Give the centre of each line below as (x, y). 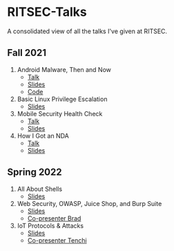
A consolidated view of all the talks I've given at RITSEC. (87, 31)
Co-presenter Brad (54, 218)
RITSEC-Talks (47, 12)
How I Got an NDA (43, 136)
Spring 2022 (35, 173)
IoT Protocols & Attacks (50, 225)
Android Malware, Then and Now (64, 69)
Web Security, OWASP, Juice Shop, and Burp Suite (89, 203)
